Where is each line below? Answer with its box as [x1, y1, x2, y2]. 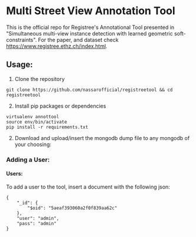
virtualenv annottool [6, 113, 60, 119]
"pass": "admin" [17, 220, 57, 226]
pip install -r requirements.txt [6, 124, 89, 130]
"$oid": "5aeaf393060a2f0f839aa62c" [27, 205, 117, 211]
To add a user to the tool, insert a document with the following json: [6, 183, 170, 190]
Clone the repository [14, 75, 65, 82]
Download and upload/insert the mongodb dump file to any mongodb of [14, 134, 190, 141]
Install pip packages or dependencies [14, 102, 106, 109]
